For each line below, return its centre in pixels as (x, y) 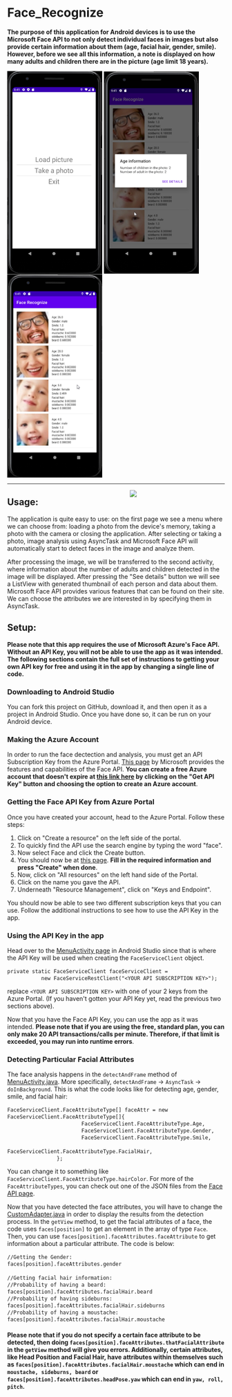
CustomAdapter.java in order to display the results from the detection (105, 1214)
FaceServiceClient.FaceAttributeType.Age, (143, 1124)
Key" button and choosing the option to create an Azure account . (103, 784)
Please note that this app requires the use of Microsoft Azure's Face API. (113, 644)
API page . (21, 1193)
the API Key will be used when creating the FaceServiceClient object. (106, 958)
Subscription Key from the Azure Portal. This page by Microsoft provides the (116, 762)
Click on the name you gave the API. (69, 882)
